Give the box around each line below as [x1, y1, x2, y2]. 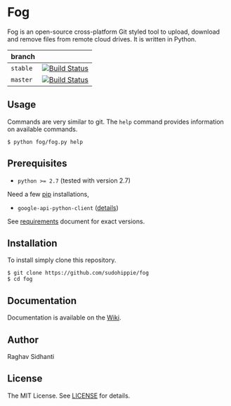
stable [11, 64, 33, 72]
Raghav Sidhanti [7, 353, 55, 360]
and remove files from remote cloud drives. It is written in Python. [7, 34, 197, 43]
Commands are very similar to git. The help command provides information [7, 117, 225, 126]
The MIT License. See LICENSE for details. [7, 391, 131, 400]
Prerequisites [7, 157, 67, 169]
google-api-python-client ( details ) [17, 203, 119, 211]
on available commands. [7, 124, 78, 133]
